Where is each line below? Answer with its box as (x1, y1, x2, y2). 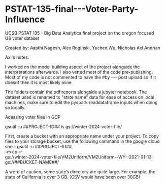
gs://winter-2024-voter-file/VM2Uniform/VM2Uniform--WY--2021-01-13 (5, 154, 152, 160)
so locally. (5, 105, 26, 110)
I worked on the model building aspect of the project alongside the (5, 64, 140, 70)
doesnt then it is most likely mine (5, 79, 72, 85)
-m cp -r (5, 149, 22, 155)
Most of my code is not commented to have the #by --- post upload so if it (5, 74, 156, 80)
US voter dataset (5, 35, 39, 41)
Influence (5, 14, 45, 25)
